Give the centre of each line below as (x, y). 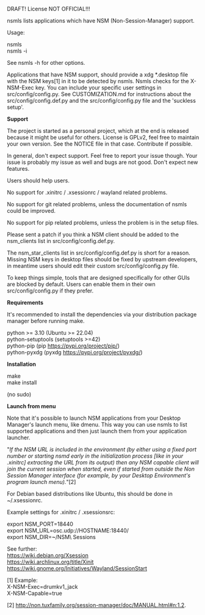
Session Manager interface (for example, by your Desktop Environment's (99, 475)
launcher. (19, 438)
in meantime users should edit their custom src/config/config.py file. (93, 266)
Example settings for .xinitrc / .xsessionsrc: (61, 512)
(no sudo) (19, 394)
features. (18, 169)
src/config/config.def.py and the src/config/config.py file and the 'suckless (101, 101)
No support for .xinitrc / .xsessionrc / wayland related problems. (87, 192)
